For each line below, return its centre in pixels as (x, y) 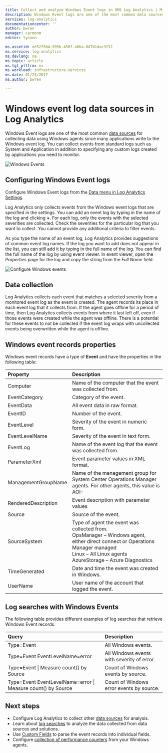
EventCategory (25, 398)
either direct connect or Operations (113, 541)
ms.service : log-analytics (33, 51)
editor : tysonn (21, 38)
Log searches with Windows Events (62, 607)
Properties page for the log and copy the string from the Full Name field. (79, 259)
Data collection (29, 285)
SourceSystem (25, 541)
